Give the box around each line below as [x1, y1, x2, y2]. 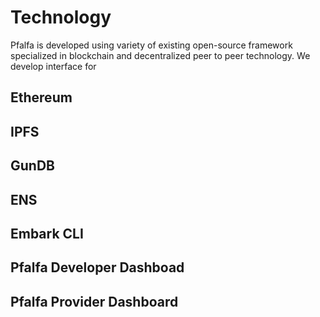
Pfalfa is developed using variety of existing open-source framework [10, 39, 293, 51]
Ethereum [10, 89, 73, 106]
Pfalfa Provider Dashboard [10, 293, 179, 310]
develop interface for [10, 60, 97, 72]
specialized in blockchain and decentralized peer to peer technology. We [10, 49, 311, 61]
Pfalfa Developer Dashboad [10, 259, 185, 276]
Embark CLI [10, 225, 84, 242]
